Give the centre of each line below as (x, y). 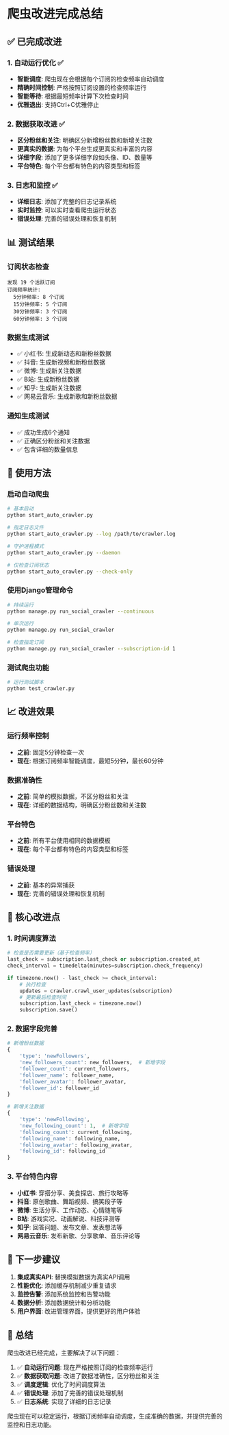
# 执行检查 (33, 984)
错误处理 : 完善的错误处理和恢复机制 (67, 219)
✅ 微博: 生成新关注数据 (49, 371)
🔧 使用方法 (29, 473)
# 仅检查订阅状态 (28, 565)
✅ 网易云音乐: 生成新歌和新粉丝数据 (67, 396)
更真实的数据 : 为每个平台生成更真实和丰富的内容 (84, 149)
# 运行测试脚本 (26, 683)
